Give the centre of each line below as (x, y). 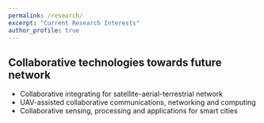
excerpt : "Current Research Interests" (74, 23)
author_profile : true (44, 30)
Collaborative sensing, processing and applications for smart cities (128, 111)
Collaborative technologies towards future (115, 62)
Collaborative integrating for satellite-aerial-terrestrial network (121, 94)
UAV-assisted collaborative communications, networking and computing (138, 102)
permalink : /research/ (46, 15)
